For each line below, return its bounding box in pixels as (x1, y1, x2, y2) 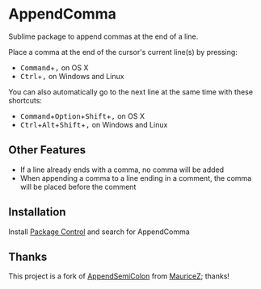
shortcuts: (8, 95, 43, 105)
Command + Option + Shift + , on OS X (19, 111, 145, 121)
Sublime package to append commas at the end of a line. (8, 31, 199, 41)
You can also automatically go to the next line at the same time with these (8, 86, 253, 97)
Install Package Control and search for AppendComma (8, 227, 190, 237)
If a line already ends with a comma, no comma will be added (19, 165, 225, 174)
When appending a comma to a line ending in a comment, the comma (19, 173, 252, 182)
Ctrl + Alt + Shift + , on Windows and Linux (19, 119, 168, 129)
